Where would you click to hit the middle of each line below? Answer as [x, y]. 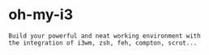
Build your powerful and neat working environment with [104, 36]
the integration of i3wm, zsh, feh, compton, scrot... [103, 43]
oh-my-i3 [41, 15]
